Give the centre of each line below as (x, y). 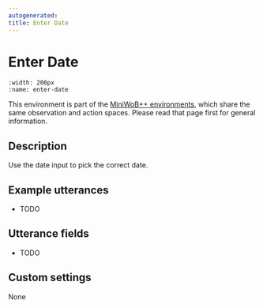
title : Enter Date (38, 23)
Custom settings (50, 278)
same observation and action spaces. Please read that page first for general (132, 113)
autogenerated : (33, 15)
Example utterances (58, 190)
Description (38, 146)
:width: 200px (32, 83)
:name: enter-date (38, 90)
